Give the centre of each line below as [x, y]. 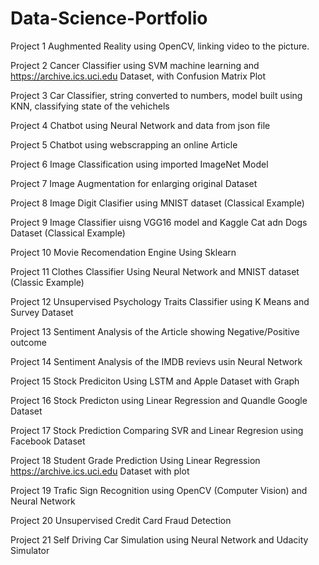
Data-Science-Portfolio [109, 18]
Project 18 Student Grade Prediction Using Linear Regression [135, 460]
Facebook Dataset [48, 441]
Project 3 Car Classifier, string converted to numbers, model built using [156, 95]
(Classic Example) [47, 282]
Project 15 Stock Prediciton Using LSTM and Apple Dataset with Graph [155, 381]
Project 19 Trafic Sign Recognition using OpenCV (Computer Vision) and [159, 490]
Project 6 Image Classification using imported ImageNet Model [139, 164]
